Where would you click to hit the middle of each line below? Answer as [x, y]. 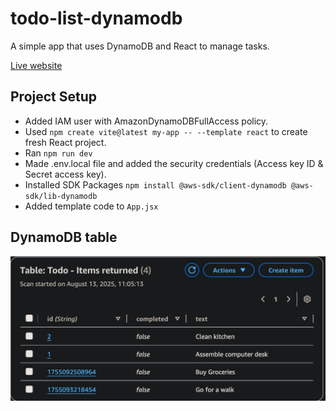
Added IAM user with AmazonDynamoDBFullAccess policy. [146, 121]
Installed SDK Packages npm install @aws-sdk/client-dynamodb [155, 184]
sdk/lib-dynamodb [61, 196]
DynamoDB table [64, 237]
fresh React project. [65, 142]
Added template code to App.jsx [91, 206]
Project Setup [54, 97]
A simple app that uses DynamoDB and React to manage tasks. [140, 46]
